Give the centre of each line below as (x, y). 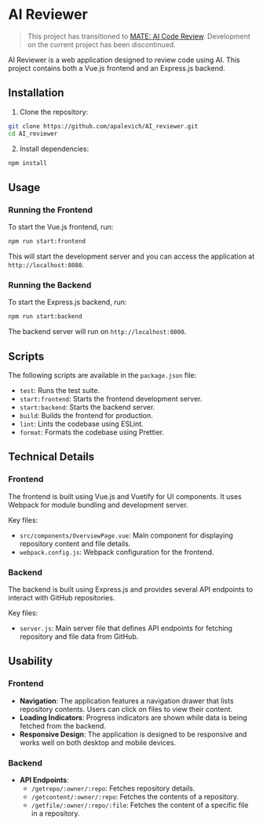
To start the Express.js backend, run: (68, 302)
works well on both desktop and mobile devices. (98, 742)
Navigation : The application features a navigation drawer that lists (126, 700)
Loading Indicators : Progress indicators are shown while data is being (133, 718)
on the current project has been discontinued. (102, 44)
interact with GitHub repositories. (62, 597)
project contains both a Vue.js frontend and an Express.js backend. (117, 68)
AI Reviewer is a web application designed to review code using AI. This (124, 60)
